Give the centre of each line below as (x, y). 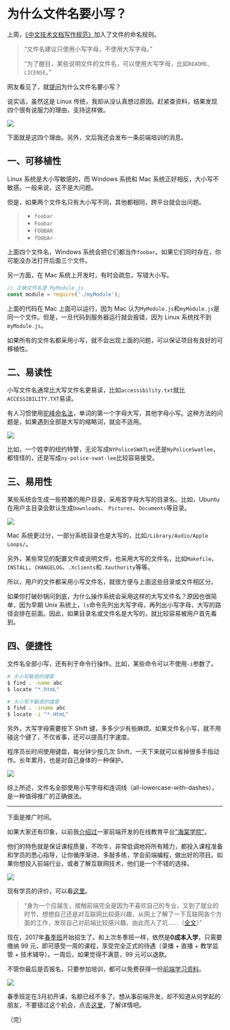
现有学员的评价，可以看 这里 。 (49, 891)
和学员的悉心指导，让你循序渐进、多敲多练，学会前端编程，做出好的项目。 (112, 855)
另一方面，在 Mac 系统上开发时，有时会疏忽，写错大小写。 (90, 274)
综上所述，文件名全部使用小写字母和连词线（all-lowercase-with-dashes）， (112, 788)
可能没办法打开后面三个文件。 (49, 260)
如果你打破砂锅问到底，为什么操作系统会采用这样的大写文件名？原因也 (106, 596)
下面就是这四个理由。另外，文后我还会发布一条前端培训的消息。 (97, 137)
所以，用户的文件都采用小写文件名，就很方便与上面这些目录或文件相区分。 (112, 582)
